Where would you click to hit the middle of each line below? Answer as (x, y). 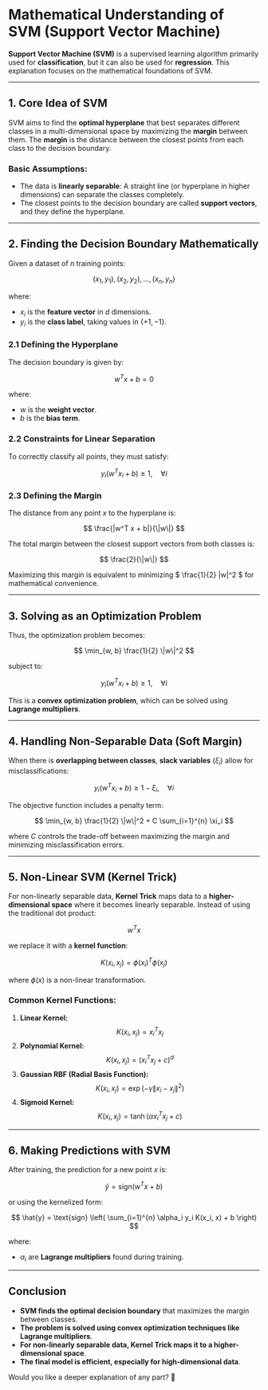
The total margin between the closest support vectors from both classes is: (132, 544)
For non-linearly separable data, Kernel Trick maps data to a (108, 897)
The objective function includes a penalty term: (86, 805)
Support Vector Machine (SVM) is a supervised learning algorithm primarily (134, 53)
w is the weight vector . (58, 410)
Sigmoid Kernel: (47, 1103)
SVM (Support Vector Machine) (114, 32)
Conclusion (37, 1291)
